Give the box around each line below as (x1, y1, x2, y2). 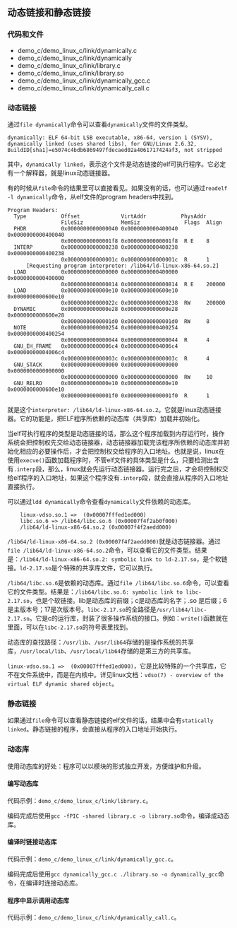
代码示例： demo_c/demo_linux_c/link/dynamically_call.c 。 (7, 913, 181, 922)
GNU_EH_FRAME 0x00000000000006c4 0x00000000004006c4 (13, 342, 178, 350)
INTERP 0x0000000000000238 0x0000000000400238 (13, 243, 178, 251)
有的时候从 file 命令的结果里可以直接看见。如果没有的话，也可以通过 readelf (7, 183, 228, 192)
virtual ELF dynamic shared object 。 (7, 679, 119, 688)
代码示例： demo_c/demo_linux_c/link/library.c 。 (7, 796, 152, 804)
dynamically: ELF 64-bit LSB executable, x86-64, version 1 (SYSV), (7, 134, 213, 141)
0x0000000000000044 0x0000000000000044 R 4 (61, 336, 210, 343)
